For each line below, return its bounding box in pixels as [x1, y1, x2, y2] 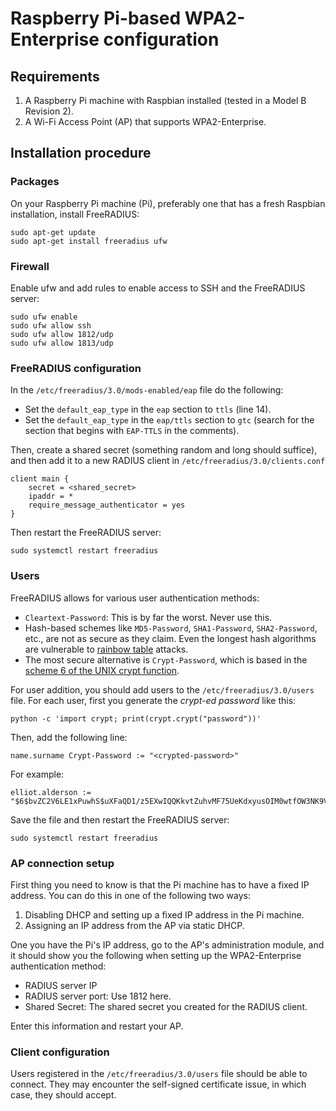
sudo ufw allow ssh [10, 320, 92, 331]
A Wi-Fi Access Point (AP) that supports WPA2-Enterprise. [24, 116, 267, 127]
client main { [10, 474, 70, 484]
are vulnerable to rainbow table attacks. [24, 643, 189, 655]
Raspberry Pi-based [10, 7, 182, 30]
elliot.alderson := [10, 787, 92, 797]
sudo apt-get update [10, 227, 97, 237]
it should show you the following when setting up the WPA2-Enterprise [10, 949, 302, 961]
